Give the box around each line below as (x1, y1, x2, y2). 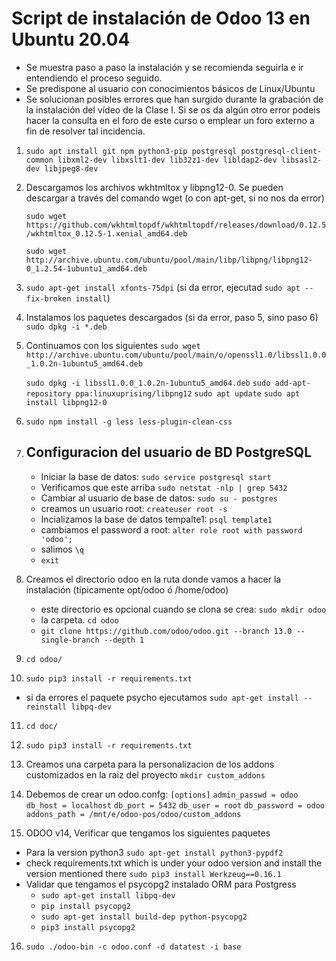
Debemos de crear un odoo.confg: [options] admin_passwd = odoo (25, 788, 299, 800)
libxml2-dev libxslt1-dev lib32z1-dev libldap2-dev (57, 155, 278, 165)
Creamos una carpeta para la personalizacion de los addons (25, 758, 275, 770)
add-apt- (274, 378, 311, 388)
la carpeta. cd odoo (40, 613, 119, 626)
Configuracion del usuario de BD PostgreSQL (25, 444, 313, 461)
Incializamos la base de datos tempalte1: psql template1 (40, 513, 273, 525)
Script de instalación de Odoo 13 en (11, 7, 311, 30)
